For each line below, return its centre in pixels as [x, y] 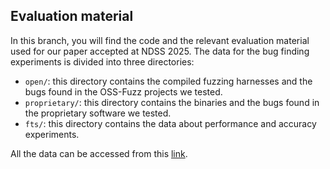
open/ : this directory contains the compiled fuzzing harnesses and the [168, 81]
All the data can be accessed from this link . [99, 153]
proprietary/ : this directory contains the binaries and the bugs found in [172, 102]
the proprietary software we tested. [98, 113]
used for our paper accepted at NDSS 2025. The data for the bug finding [160, 51]
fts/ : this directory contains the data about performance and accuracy [170, 123]
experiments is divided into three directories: [102, 61]
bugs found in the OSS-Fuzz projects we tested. [123, 91]
